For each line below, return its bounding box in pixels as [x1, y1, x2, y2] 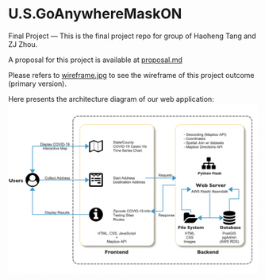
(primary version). [8, 79, 67, 88]
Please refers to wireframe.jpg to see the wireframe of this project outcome [8, 70, 255, 80]
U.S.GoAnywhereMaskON [8, 5, 182, 23]
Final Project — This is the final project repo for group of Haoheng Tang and [8, 31, 256, 41]
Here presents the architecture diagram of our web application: [8, 94, 214, 103]
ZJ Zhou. [8, 39, 38, 49]
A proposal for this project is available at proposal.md [8, 55, 182, 64]
